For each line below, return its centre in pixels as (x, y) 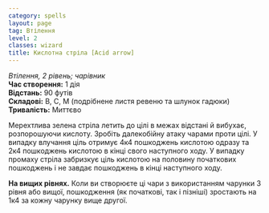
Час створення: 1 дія (44, 84)
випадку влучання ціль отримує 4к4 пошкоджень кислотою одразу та (129, 142)
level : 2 (23, 38)
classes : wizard (35, 46)
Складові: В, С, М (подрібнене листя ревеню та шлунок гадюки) (119, 101)
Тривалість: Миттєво (45, 110)
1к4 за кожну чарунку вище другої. (68, 200)
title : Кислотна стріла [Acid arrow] (71, 53)
